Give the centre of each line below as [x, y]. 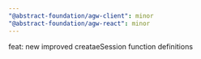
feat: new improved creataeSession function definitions [100, 46]
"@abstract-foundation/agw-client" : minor [81, 16]
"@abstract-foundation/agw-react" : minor [79, 23]
